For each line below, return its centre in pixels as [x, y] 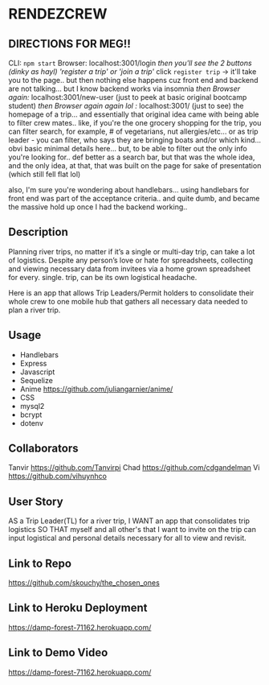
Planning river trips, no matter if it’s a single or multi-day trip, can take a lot [132, 251]
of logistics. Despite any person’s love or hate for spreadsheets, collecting [131, 260]
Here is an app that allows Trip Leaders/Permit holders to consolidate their [131, 293]
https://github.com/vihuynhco [57, 477]
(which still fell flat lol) [45, 174]
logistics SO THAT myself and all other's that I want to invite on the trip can [132, 530]
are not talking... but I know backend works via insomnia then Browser [124, 89]
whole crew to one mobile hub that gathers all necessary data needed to [128, 301]
